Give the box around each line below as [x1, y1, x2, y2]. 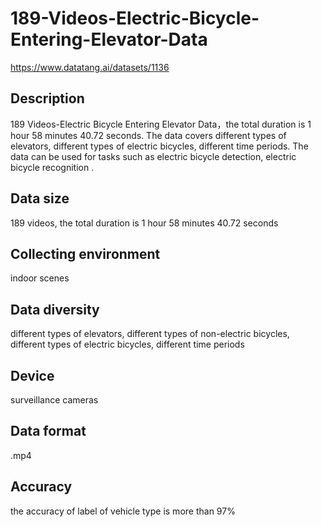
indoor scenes [10, 272, 70, 284]
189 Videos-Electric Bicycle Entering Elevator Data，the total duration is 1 [10, 118, 312, 130]
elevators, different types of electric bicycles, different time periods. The [10, 140, 309, 152]
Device [10, 367, 55, 384]
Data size [10, 190, 70, 207]
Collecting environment [10, 245, 161, 262]
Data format [10, 423, 87, 440]
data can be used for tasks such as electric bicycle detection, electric [10, 150, 297, 162]
